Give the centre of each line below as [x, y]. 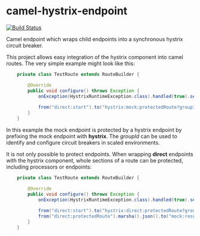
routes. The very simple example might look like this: [71, 63]
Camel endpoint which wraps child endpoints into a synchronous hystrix [95, 39]
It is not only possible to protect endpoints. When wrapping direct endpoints [100, 154]
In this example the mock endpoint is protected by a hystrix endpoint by [94, 130]
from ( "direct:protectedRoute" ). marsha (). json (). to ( [103, 216]
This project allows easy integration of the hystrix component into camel [95, 57]
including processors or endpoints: [49, 167]
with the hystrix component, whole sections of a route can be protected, [95, 160]
